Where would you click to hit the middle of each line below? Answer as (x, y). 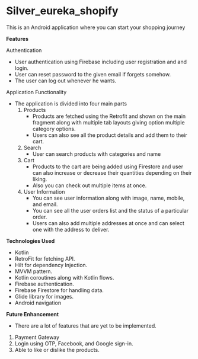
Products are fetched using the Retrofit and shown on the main (109, 116)
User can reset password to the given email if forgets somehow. (92, 74)
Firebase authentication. (44, 284)
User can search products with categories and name (97, 154)
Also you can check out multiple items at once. (90, 185)
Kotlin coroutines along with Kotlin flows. (64, 277)
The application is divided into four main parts (71, 103)
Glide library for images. (44, 296)
